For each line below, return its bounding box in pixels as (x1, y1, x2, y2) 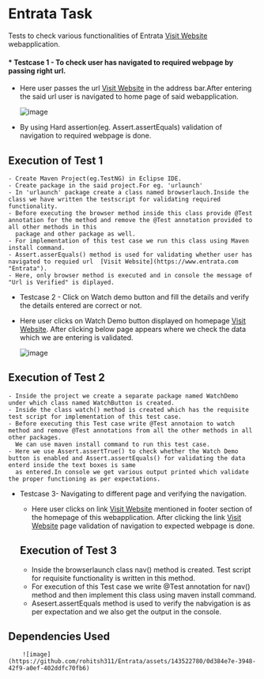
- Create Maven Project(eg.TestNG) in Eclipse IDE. (8, 175, 182, 183)
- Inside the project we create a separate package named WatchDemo (8, 392, 239, 400)
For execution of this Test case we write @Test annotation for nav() (31, 582, 251, 591)
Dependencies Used (8, 629, 111, 643)
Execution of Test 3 (19, 544, 117, 557)
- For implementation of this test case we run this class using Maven (8, 236, 249, 245)
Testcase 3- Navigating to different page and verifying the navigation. (19, 489, 247, 498)
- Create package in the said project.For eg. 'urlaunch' (8, 181, 203, 190)
